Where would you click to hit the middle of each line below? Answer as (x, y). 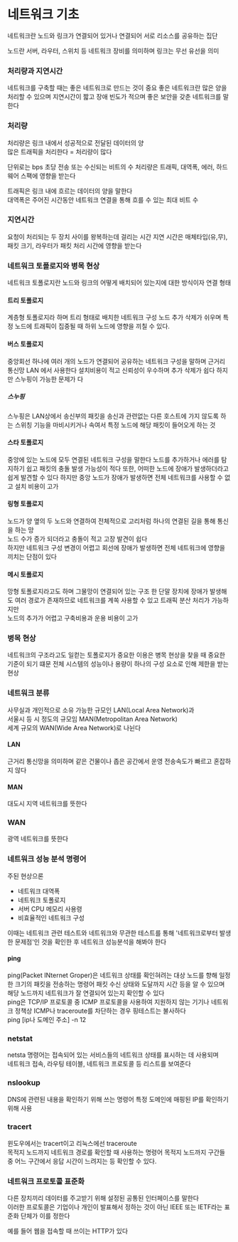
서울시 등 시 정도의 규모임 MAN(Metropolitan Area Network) (92, 719)
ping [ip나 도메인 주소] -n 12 (47, 1019)
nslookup (24, 1083)
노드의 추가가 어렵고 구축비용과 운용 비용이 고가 (73, 618)
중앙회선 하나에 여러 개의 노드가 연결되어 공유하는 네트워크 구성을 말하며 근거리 (117, 361)
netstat (20, 1038)
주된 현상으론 (26, 875)
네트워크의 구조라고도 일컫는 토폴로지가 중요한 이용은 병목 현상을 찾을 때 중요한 (117, 655)
